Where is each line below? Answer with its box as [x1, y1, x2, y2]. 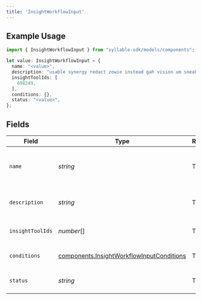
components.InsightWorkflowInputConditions [58, 252, 186, 260]
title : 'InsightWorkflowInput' [6, 8, 85, 15]
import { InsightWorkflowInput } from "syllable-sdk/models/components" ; [6, 47, 195, 53]
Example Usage [6, 31, 66, 41]
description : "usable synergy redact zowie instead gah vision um [11, 69, 182, 75]
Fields [6, 119, 30, 129]
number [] [58, 227, 85, 235]
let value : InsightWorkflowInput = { [6, 58, 101, 64]
